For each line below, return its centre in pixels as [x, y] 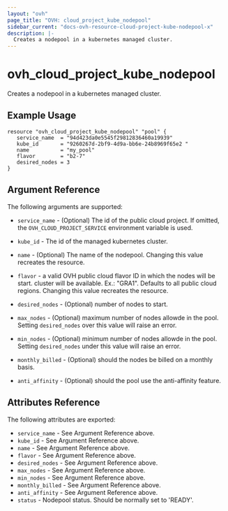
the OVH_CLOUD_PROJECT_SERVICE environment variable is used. [105, 227]
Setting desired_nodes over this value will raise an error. [97, 325]
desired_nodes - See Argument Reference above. [88, 463]
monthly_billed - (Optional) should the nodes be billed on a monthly [115, 359]
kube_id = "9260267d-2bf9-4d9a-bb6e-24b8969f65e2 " [102, 144]
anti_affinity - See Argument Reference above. [88, 492]
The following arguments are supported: [65, 206]
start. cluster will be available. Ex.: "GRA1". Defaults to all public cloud [117, 283]
